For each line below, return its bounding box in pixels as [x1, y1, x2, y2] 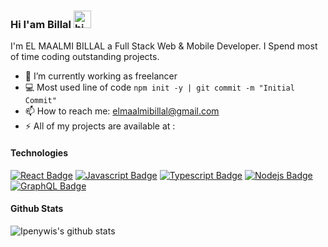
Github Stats [10, 203, 64, 215]
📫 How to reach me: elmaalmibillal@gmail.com [24, 105, 220, 117]
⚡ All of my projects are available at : [24, 120, 176, 132]
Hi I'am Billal [10, 17, 72, 31]
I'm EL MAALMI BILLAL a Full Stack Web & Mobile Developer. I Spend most [10, 40, 318, 52]
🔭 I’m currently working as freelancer [24, 70, 178, 82]
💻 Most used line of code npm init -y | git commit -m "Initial [24, 81, 295, 94]
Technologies [10, 146, 69, 159]
